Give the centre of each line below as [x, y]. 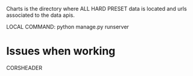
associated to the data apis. [41, 15]
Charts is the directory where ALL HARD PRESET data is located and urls [96, 9]
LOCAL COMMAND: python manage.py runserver [68, 27]
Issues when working [61, 51]
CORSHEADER [24, 68]
